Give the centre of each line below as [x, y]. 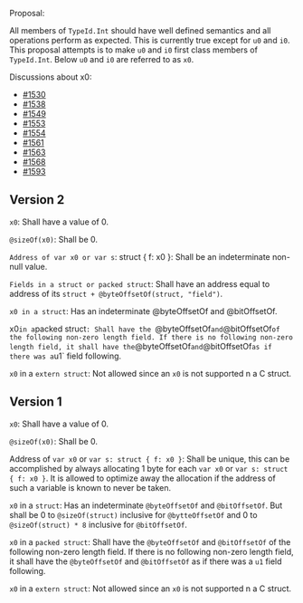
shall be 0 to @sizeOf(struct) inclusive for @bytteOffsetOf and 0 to [133, 514]
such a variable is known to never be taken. [90, 487]
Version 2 [37, 200]
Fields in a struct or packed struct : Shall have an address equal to [140, 283]
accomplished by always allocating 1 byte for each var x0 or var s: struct [149, 468]
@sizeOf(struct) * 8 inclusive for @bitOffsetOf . [99, 524]
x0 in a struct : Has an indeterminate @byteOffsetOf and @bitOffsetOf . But [146, 505]
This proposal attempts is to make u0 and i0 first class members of [133, 50]
